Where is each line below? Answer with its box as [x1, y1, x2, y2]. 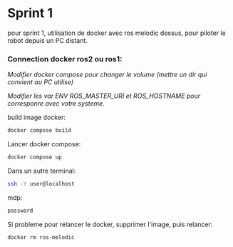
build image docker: [7, 113, 66, 122]
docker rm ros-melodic [7, 233, 75, 241]
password [7, 207, 33, 214]
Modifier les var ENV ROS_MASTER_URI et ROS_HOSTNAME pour [7, 91, 201, 101]
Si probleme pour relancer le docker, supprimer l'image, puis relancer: [7, 220, 213, 228]
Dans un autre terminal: [7, 166, 76, 175]
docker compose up [7, 153, 62, 161]
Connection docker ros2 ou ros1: [7, 54, 123, 64]
